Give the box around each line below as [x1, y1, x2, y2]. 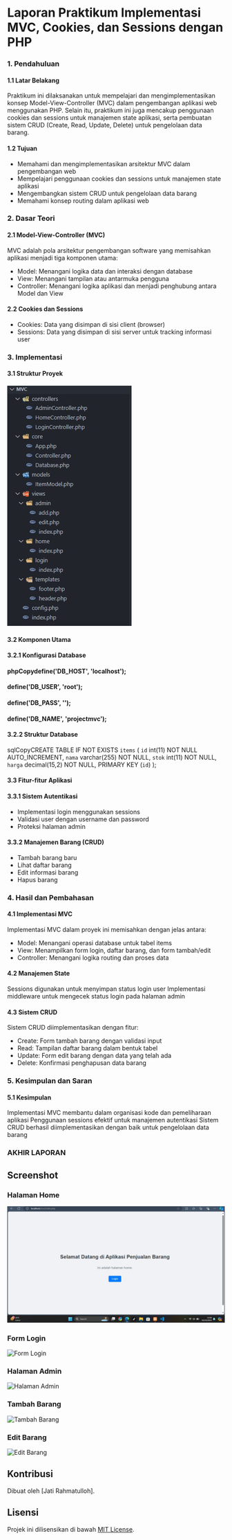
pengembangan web [17, 167, 77, 175]
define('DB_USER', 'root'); [7, 683, 83, 691]
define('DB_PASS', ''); [7, 698, 71, 707]
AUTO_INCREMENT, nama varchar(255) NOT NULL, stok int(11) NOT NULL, [7, 753, 217, 761]
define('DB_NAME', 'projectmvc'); [7, 715, 107, 723]
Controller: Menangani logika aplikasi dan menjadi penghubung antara [17, 282, 217, 290]
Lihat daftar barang [17, 861, 72, 869]
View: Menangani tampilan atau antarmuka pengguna [17, 274, 169, 283]
